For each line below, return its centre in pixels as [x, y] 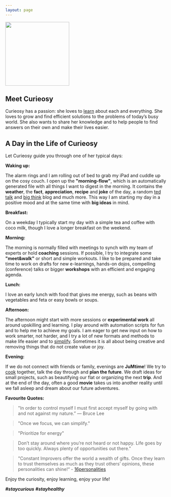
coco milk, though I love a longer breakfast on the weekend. [68, 228]
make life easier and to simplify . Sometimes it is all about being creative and [85, 341]
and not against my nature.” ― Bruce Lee [61, 413]
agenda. [14, 275]
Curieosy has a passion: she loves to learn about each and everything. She [84, 111]
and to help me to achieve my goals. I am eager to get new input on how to [84, 331]
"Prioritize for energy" [41, 433]
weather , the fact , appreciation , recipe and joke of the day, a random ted [83, 192]
